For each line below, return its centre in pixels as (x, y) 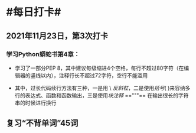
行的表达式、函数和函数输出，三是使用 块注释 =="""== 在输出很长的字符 (102, 95)
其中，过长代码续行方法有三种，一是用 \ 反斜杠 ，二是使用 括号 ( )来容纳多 (102, 88)
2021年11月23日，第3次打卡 (57, 36)
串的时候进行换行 (35, 103)
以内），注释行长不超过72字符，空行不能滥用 (94, 75)
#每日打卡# (34, 12)
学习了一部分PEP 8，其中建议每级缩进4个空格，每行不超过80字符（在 (99, 68)
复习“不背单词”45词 (42, 123)
